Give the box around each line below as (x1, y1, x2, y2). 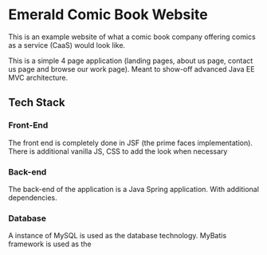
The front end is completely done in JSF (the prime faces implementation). (8, 138, 253, 147)
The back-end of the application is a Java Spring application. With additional (8, 184, 259, 194)
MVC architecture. (8, 73, 69, 82)
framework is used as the (8, 239, 92, 249)
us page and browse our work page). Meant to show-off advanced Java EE (8, 64, 255, 73)
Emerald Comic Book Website (8, 6, 209, 24)
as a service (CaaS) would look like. (8, 40, 126, 49)
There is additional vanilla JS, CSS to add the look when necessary (8, 146, 228, 156)
